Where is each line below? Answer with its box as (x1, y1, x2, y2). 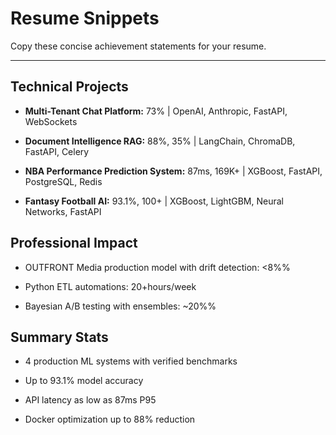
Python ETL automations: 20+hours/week (24, 280, 197, 292)
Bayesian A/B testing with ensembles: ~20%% (24, 300, 217, 312)
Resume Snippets (10, 7, 160, 30)
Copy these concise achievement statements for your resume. (10, 40, 267, 52)
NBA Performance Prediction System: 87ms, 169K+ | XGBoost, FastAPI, (24, 165, 323, 177)
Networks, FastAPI (24, 205, 102, 217)
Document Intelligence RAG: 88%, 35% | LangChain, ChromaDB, (24, 135, 296, 147)
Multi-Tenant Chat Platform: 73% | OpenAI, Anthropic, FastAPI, (24, 105, 288, 117)
